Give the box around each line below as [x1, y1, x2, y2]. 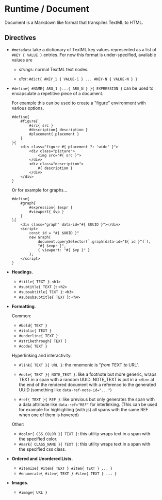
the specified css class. [18, 446, 66, 452]
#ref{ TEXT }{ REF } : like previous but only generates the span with [18, 396, 155, 402]
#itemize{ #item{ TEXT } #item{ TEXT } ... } [18, 466, 113, 471]
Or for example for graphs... [11, 187, 67, 193]
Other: [11, 421, 25, 427]
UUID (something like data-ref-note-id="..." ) [18, 386, 112, 393]
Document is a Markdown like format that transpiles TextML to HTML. [4, 19, 144, 25]
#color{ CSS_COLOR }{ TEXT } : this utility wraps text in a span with [18, 430, 151, 437]
